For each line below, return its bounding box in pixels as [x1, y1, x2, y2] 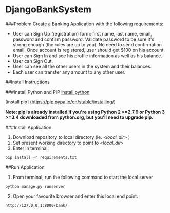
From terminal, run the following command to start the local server [12, 174, 153, 180]
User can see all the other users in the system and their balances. [12, 63, 152, 69]
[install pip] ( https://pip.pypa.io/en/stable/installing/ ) [5, 99, 116, 105]
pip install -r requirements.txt [5, 155, 77, 160]
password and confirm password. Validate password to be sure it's [12, 36, 155, 42]
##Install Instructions [5, 79, 50, 85]
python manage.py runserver [5, 184, 66, 189]
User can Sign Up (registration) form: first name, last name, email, [12, 30, 153, 37]
